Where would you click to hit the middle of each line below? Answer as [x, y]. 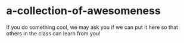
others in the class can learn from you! [54, 33]
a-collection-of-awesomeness [83, 11]
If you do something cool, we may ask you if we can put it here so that [92, 27]
